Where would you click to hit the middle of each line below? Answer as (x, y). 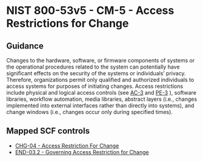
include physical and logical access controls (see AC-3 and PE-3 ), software (101, 93)
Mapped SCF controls (48, 131)
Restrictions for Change (68, 23)
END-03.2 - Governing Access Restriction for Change (82, 152)
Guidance (25, 46)
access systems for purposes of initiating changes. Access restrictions (95, 86)
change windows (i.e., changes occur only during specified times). (89, 112)
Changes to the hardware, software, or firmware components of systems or (101, 60)
